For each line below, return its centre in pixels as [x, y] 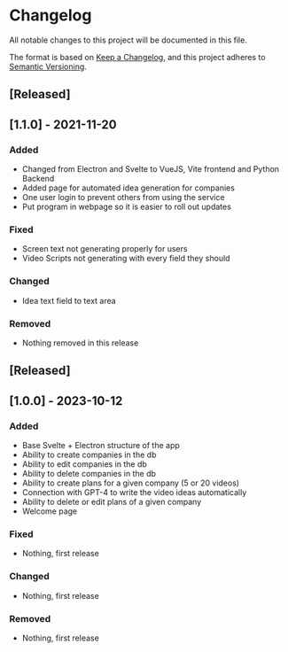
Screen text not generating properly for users [105, 249]
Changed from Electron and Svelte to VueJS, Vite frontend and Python [151, 169]
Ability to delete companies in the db [89, 473]
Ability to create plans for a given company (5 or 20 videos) [131, 483]
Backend [38, 179]
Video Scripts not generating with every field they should [126, 259]
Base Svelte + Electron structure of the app [101, 445]
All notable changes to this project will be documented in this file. [128, 40]
